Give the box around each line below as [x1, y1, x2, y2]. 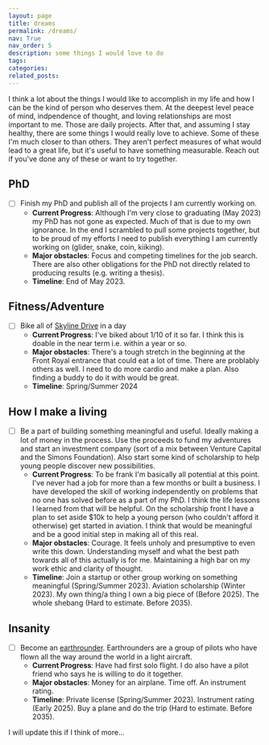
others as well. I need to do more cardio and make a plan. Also [31, 364, 239, 374]
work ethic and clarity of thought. [31, 564, 143, 573]
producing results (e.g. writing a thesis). [31, 268, 165, 277]
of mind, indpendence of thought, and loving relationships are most [8, 110, 232, 121]
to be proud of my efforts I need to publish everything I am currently [31, 233, 258, 243]
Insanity [8, 622, 51, 635]
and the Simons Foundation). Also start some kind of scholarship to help [19, 452, 260, 462]
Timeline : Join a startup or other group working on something [31, 572, 238, 582]
